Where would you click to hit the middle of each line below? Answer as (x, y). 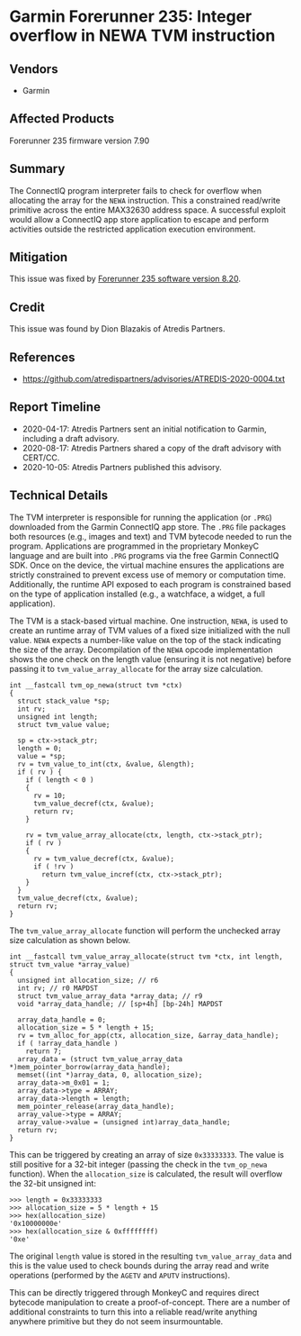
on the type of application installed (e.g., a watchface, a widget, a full (137, 594)
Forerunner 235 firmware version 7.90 (80, 141)
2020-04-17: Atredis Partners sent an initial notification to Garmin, (144, 429)
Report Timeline (55, 407)
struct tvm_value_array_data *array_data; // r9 (110, 996)
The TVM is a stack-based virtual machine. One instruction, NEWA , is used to (149, 621)
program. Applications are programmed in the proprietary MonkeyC (134, 546)
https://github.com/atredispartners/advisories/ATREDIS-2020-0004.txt (154, 379)
